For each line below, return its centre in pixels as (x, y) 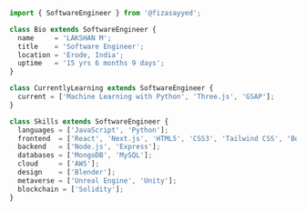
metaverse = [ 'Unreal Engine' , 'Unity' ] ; (97, 181)
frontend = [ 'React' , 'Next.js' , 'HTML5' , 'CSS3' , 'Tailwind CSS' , (150, 138)
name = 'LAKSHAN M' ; (65, 38)
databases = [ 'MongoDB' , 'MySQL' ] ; (85, 156)
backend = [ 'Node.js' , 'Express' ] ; (89, 147)
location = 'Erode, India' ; (71, 55)
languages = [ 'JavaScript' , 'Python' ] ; (93, 130)
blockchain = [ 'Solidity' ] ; (71, 189)
